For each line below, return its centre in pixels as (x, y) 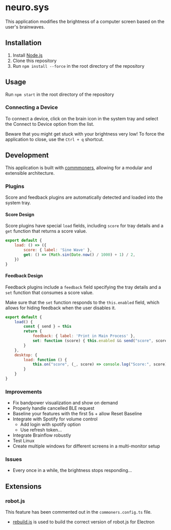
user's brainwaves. (25, 26)
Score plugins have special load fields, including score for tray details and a (84, 226)
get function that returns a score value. (46, 231)
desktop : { (26, 355)
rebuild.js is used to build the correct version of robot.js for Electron (83, 522)
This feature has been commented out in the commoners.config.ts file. (78, 512)
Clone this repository (35, 61)
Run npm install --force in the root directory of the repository (79, 66)
